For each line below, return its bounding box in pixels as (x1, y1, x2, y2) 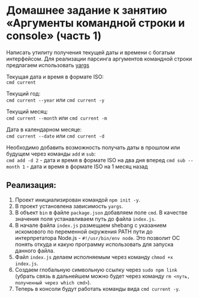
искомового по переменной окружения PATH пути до (14, 228, 153, 235)
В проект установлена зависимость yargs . (14, 202, 123, 209)
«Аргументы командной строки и (6, 16, 185, 30)
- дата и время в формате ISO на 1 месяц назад (26, 163, 148, 170)
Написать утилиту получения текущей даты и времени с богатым (6, 48, 175, 56)
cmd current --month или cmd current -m (6, 114, 107, 121)
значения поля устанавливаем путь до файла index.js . (14, 215, 156, 222)
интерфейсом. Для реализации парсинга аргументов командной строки (6, 55, 192, 62)
